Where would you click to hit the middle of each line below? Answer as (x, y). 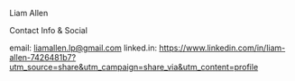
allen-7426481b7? (43, 57)
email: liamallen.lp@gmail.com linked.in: (83, 48)
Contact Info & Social (49, 30)
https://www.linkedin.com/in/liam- (222, 48)
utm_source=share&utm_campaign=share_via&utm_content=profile (134, 67)
